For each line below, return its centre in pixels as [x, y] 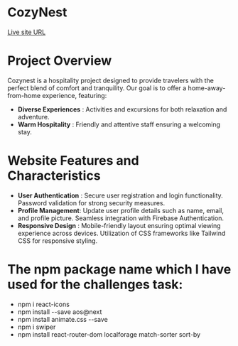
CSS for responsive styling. [58, 240]
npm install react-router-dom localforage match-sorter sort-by [109, 334]
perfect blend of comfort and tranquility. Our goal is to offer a [97, 88]
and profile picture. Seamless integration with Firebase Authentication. [121, 218]
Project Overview [60, 61]
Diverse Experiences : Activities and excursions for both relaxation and [122, 109]
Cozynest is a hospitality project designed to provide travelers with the [111, 80]
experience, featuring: [75, 95]
